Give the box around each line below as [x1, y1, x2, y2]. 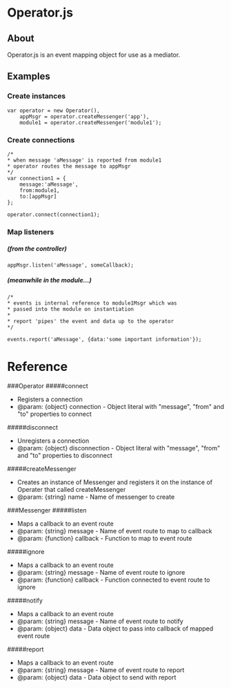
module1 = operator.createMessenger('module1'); [19, 119, 162, 126]
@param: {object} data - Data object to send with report [17, 673, 177, 681]
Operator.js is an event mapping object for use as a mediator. [7, 50, 181, 59]
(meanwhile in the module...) [7, 276, 92, 285]
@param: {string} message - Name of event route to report [17, 665, 185, 674]
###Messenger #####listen [7, 506, 87, 514]
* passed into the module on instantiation [7, 305, 134, 312]
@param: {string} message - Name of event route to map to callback [17, 526, 212, 535]
